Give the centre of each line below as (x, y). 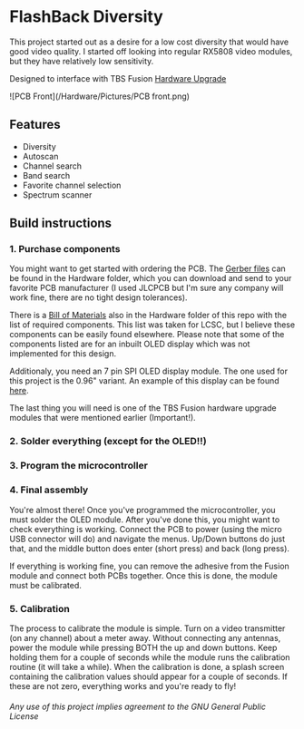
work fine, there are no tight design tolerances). (98, 297)
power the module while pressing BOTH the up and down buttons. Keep (143, 647)
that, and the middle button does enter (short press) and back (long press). (150, 548)
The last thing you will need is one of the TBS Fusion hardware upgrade (143, 408)
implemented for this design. (63, 354)
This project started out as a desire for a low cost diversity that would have (149, 42)
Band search (46, 175)
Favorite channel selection (72, 185)
